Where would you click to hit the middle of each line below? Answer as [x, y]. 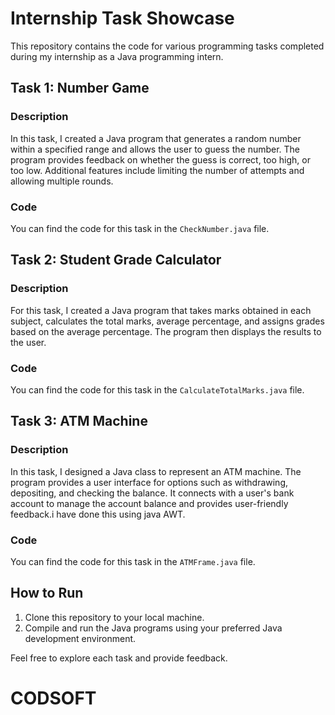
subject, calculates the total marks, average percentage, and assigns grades [167, 321]
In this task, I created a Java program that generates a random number [156, 138]
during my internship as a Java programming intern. [117, 56]
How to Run [47, 593]
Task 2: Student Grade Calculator [116, 260]
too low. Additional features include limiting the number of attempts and [157, 170]
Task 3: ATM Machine [79, 421]
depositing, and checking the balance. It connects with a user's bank [152, 493]
